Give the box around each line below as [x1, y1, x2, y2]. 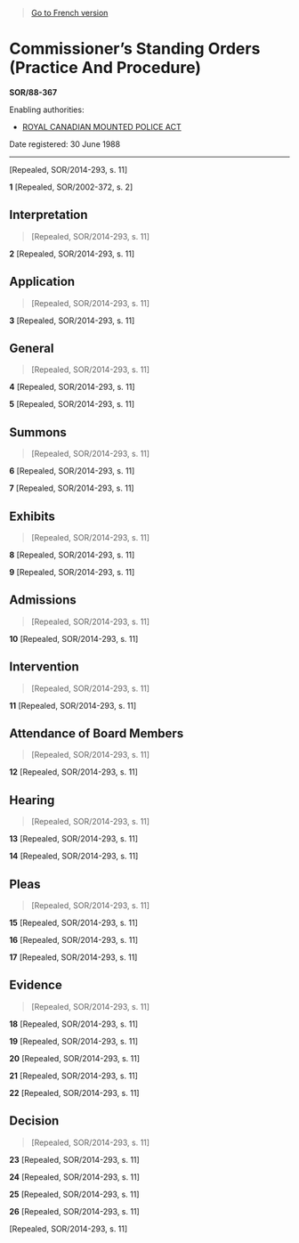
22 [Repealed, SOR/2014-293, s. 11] [9, 1087, 140, 1098]
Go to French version [30, 8, 109, 18]
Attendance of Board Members [9, 726, 184, 742]
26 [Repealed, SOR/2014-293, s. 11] [9, 1206, 140, 1216]
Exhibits [9, 508, 55, 524]
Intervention [9, 659, 79, 675]
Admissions [9, 592, 77, 608]
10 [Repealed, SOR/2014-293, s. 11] [9, 633, 139, 644]
